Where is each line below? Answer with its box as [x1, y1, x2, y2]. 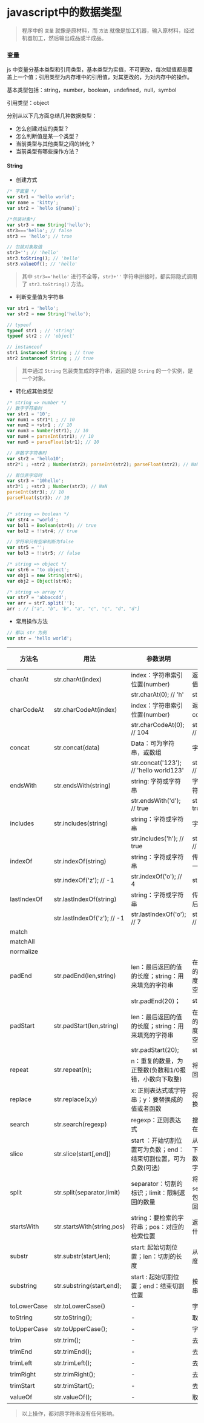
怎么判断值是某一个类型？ [15, 133, 80, 140]
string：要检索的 [130, 1213, 178, 1222]
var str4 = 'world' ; [7, 517, 59, 523]
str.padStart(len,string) [53, 1021, 119, 1030]
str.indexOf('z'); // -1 [53, 876, 114, 884]
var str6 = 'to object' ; [7, 566, 70, 573]
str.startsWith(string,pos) [53, 1222, 125, 1231]
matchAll [10, 937, 35, 946]
